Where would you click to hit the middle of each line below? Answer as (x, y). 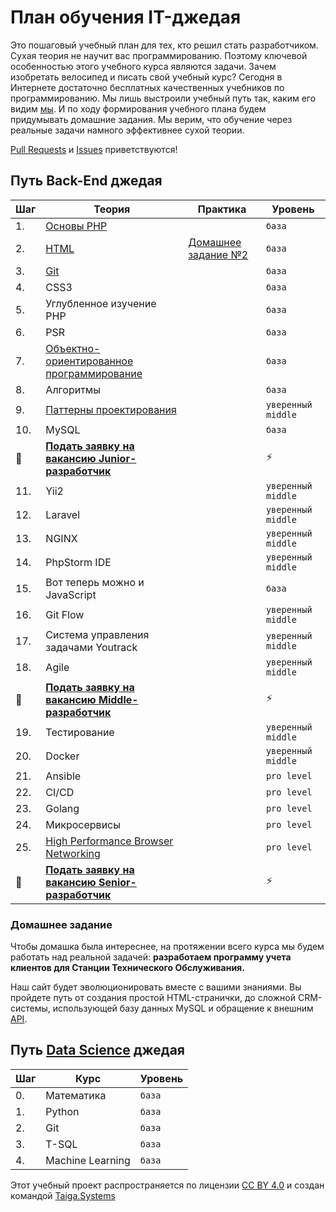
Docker (62, 756)
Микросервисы (83, 824)
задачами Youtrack (91, 647)
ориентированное (89, 361)
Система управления (97, 634)
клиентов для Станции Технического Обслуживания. (127, 968)
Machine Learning (88, 1160)
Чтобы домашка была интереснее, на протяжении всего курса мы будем (167, 947)
